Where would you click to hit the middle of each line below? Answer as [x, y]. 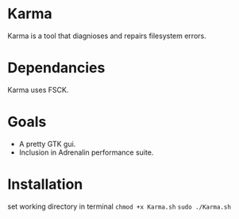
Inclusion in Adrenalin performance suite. [86, 152]
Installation [45, 184]
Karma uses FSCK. [38, 90]
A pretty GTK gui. [47, 144]
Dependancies [56, 68]
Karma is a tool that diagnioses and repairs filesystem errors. [107, 36]
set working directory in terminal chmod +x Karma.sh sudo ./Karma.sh [119, 206]
